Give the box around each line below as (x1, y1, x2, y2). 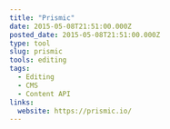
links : (9, 97, 35, 107)
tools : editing (9, 55, 67, 64)
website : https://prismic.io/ (17, 106, 132, 115)
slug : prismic (9, 47, 64, 56)
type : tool (9, 38, 51, 48)
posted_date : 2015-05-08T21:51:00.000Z (9, 30, 161, 39)
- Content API (17, 89, 71, 98)
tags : (9, 64, 30, 74)
